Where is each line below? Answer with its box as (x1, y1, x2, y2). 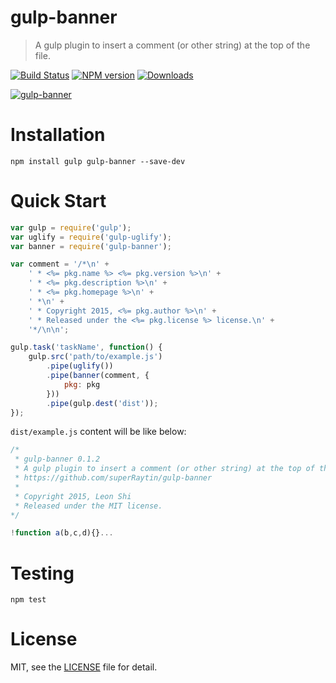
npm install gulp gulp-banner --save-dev (10, 156, 186, 166)
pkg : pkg (63, 379, 101, 390)
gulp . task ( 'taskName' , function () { (10, 342, 163, 353)
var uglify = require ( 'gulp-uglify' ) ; (10, 232, 172, 242)
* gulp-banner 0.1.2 (14, 454, 101, 465)
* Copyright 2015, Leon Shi (14, 491, 132, 501)
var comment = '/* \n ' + (10, 259, 110, 270)
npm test (10, 595, 47, 605)
